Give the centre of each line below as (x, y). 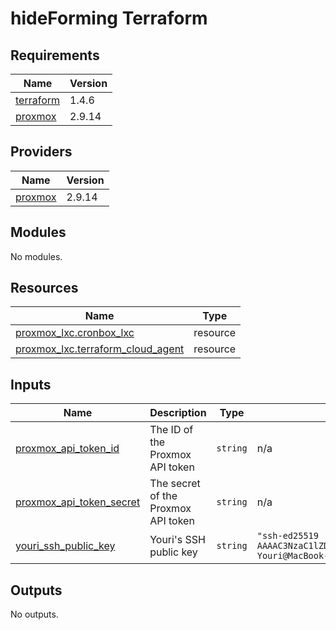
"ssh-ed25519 (287, 536)
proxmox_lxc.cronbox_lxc (75, 333)
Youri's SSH (177, 540)
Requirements (55, 55)
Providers (41, 152)
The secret (175, 484)
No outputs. (34, 614)
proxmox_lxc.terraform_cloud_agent (100, 349)
